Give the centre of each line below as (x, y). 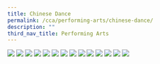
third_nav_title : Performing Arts (58, 33)
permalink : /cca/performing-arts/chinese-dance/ (80, 20)
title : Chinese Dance (39, 14)
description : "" (31, 27)
